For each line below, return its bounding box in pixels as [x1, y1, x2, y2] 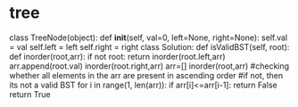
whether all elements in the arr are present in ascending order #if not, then [9, 70, 284, 80]
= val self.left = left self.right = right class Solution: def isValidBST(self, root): [9, 41, 290, 52]
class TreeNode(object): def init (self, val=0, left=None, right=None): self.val [9, 32, 288, 43]
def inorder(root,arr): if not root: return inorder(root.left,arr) [9, 51, 226, 62]
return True [9, 88, 51, 100]
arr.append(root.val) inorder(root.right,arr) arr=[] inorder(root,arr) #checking [9, 61, 290, 71]
